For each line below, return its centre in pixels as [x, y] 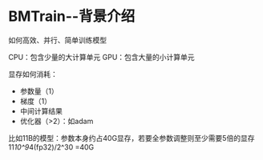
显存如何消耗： [33, 74]
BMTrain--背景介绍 [72, 16]
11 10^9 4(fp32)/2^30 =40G [51, 147]
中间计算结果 [41, 111]
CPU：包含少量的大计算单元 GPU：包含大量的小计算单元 [101, 57]
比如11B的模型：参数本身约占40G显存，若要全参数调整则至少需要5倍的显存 [131, 138]
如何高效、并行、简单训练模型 [57, 40]
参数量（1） [39, 91]
